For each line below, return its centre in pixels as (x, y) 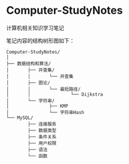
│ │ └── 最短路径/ (43, 89)
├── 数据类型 (42, 130)
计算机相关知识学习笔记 (35, 28)
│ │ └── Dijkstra (55, 94)
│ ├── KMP (37, 106)
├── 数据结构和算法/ (29, 64)
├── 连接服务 (42, 124)
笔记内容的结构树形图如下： (40, 40)
